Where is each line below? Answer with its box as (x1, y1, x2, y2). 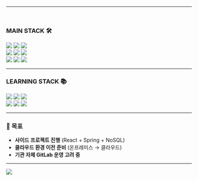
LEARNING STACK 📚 (6, 78, 67, 86)
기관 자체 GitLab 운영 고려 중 (14, 151, 81, 158)
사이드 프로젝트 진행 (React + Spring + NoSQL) (14, 136, 126, 143)
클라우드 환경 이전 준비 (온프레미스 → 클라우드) (14, 143, 122, 150)
